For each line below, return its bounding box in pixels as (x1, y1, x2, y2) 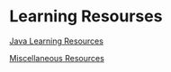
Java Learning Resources (9, 36, 103, 46)
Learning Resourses (9, 6, 163, 27)
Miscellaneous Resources (9, 52, 105, 63)
